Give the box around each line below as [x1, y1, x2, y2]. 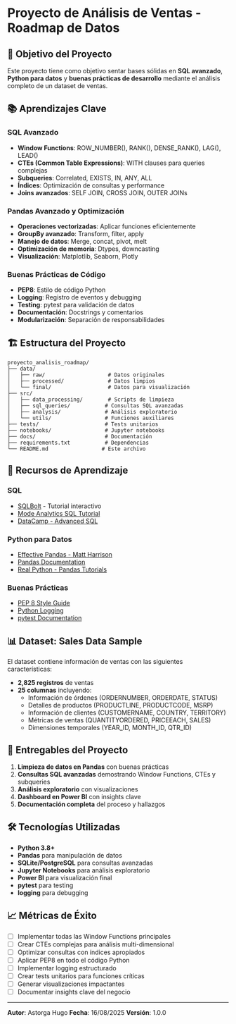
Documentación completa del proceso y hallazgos [17, 800, 166, 808]
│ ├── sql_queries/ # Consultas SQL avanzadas [7, 402, 184, 409]
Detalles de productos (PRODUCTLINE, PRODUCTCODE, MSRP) [27, 701, 214, 710]
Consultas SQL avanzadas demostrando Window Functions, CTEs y [17, 770, 216, 778]
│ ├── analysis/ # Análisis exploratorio [7, 409, 178, 416]
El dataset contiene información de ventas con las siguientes [7, 658, 183, 666]
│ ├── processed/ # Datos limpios [7, 378, 156, 385]
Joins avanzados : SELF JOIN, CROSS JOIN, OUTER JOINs [17, 188, 188, 197]
